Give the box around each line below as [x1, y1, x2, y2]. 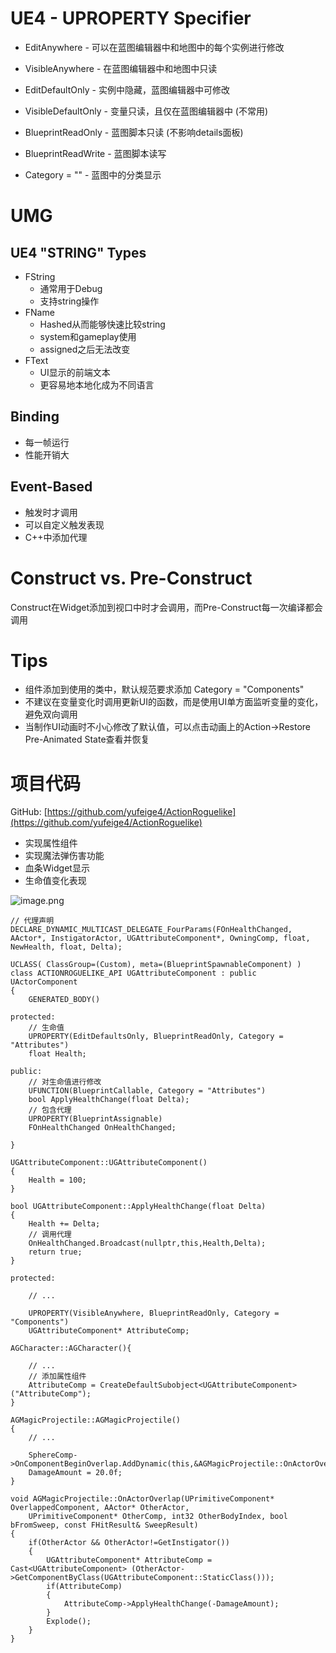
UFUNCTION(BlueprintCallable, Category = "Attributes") [28, 1086, 267, 1096]
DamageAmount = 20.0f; [28, 1468, 123, 1478]
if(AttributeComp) [46, 1582, 123, 1592]
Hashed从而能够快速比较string [39, 318, 166, 330]
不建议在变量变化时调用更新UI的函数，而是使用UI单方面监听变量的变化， [24, 696, 324, 708]
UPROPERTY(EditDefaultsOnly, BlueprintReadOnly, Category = [28, 1032, 284, 1042]
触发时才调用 [24, 506, 78, 518]
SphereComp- [28, 1450, 78, 1461]
